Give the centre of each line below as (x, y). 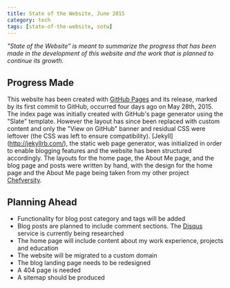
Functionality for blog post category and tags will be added (101, 218)
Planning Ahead (42, 202)
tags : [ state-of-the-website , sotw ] (60, 26)
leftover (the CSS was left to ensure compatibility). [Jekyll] (90, 136)
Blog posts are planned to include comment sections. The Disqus (110, 226)
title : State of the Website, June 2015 (66, 13)
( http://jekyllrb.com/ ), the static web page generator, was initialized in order (115, 143)
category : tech (29, 20)
